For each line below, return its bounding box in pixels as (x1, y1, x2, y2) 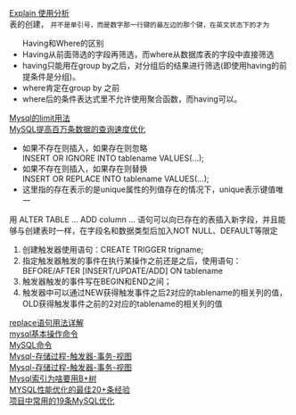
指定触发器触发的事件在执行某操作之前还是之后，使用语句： (21, 255, 242, 266)
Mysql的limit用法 (9, 112, 70, 123)
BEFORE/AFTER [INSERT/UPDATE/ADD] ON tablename (21, 266, 223, 276)
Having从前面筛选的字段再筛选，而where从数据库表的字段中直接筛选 (21, 49, 275, 60)
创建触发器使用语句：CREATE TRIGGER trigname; (21, 245, 204, 254)
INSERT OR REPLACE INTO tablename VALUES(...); (21, 173, 210, 184)
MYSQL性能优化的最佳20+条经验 (9, 385, 131, 394)
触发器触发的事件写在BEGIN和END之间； (21, 276, 172, 286)
